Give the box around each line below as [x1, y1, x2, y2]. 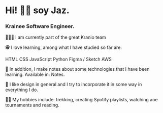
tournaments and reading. [5, 102, 59, 108]
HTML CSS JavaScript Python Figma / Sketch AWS [5, 56, 112, 63]
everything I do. [5, 87, 38, 93]
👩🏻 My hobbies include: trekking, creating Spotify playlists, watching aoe [5, 97, 158, 103]
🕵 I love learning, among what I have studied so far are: [5, 44, 122, 50]
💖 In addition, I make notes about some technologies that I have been [5, 66, 150, 72]
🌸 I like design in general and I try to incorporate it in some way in [5, 81, 142, 88]
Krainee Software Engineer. [5, 23, 75, 30]
